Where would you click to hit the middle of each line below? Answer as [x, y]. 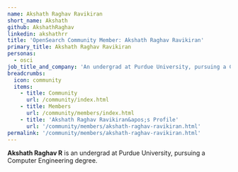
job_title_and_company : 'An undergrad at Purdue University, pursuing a [117, 67]
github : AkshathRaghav [41, 27]
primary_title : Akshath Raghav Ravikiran [69, 47]
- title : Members [46, 107]
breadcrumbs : [27, 73]
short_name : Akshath [38, 21]
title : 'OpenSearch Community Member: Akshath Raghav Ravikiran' [106, 41]
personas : [22, 54]
